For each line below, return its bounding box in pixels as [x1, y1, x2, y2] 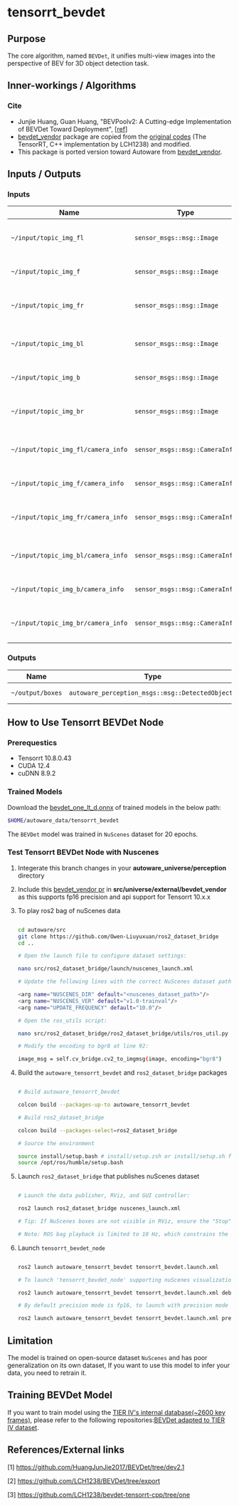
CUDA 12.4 [17, 762, 50, 770]
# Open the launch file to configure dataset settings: [17, 952, 187, 959]
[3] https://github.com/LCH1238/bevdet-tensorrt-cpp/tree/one [7, 1490, 191, 1499]
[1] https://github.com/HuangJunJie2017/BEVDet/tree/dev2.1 [7, 1463, 185, 1471]
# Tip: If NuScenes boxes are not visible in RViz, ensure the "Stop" [17, 1218, 232, 1225]
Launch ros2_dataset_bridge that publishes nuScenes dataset [17, 1172, 200, 1181]
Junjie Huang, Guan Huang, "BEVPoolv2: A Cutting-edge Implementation [17, 117, 232, 125]
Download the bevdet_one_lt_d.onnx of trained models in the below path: [7, 803, 221, 811]
